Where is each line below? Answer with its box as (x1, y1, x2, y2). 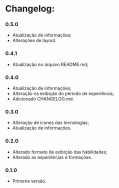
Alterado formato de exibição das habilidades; (12, 148, 107, 155)
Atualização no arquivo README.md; (12, 61, 88, 67)
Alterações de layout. (12, 37, 56, 43)
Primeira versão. (12, 178, 46, 184)
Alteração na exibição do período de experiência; (12, 90, 114, 96)
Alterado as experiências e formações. (12, 154, 92, 160)
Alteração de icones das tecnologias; (12, 119, 89, 125)
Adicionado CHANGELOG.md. (12, 96, 74, 102)
